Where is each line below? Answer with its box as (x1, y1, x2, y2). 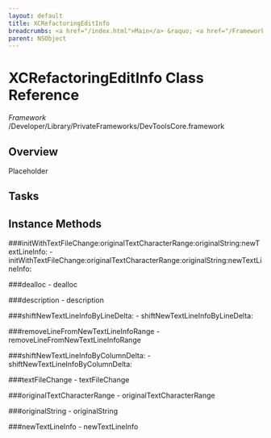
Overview (8, 144, 59, 158)
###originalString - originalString (8, 407, 119, 416)
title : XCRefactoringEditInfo (8, 19, 110, 27)
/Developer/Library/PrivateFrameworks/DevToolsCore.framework (8, 122, 225, 131)
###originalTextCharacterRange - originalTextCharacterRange (8, 390, 215, 400)
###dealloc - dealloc (8, 280, 78, 290)
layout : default (8, 11, 63, 20)
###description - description (8, 295, 105, 305)
